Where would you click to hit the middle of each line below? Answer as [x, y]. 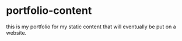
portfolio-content [49, 11]
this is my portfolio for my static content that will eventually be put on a [91, 27]
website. [16, 32]
